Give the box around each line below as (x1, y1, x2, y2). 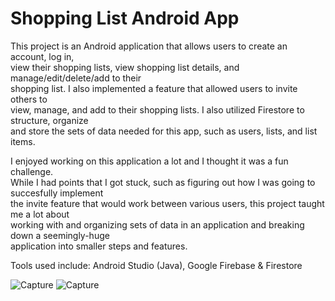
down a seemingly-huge (10, 229, 110, 241)
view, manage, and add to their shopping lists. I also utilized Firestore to (10, 103, 305, 116)
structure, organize (10, 114, 89, 126)
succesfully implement (10, 187, 104, 199)
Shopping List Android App (10, 7, 240, 30)
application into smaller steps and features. (10, 240, 188, 252)
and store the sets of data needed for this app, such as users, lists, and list (10, 125, 318, 137)
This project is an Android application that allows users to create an (10, 40, 288, 52)
